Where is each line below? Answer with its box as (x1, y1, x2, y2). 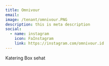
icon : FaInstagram (14, 36, 54, 41)
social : (5, 27, 22, 32)
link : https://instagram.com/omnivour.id (14, 41, 104, 46)
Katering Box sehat (5, 55, 46, 61)
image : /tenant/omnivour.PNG (5, 17, 68, 22)
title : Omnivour (5, 7, 40, 13)
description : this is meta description (5, 21, 91, 27)
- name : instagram (10, 31, 50, 36)
